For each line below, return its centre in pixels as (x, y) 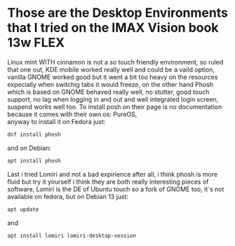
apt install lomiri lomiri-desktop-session (72, 235)
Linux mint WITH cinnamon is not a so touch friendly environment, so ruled (115, 62)
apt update (23, 209)
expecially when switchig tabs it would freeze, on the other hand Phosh (110, 84)
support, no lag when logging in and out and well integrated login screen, (113, 99)
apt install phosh (34, 160)
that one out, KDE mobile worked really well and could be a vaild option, (111, 69)
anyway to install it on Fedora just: (56, 121)
